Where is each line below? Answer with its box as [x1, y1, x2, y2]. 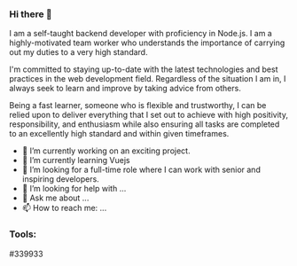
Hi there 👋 [9, 8, 53, 20]
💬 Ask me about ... [21, 192, 90, 203]
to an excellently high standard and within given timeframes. [9, 129, 230, 139]
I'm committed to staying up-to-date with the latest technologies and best [9, 64, 278, 74]
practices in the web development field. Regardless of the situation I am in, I [9, 74, 286, 84]
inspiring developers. [21, 174, 99, 184]
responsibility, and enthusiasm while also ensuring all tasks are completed [9, 119, 280, 129]
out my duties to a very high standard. [9, 47, 148, 58]
